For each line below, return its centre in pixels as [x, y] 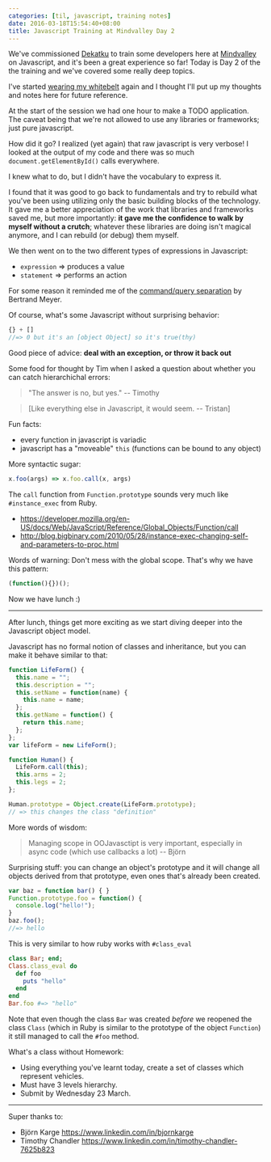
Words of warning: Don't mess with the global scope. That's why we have [131, 560]
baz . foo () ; [27, 921]
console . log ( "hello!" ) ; [55, 906]
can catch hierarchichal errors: [59, 378]
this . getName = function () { [65, 715]
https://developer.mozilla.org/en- [75, 519]
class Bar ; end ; [35, 958]
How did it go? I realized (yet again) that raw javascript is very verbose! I [128, 144]
